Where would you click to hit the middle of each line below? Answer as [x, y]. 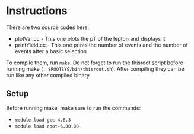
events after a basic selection [51, 51]
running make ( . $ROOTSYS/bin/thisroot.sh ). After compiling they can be [96, 68]
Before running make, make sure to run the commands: [74, 108]
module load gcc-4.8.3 [43, 120]
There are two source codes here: [48, 27]
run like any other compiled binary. [48, 75]
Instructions [37, 11]
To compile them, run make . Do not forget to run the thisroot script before [95, 63]
